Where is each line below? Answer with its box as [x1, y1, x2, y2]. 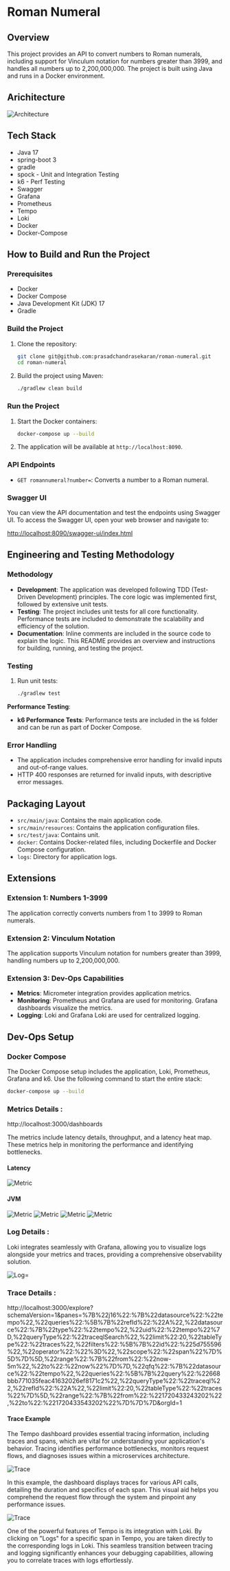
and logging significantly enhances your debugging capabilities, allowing [7, 1549, 214, 1557]
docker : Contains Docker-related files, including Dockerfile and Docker [16, 838, 216, 846]
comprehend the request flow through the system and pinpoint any [7, 1493, 197, 1501]
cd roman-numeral [16, 359, 67, 366]
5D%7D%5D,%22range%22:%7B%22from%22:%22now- [7, 1355, 172, 1363]
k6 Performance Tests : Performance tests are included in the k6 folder [16, 715, 218, 724]
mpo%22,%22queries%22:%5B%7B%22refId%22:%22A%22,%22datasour [7, 1318, 223, 1327]
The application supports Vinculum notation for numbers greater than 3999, [7, 949, 222, 957]
